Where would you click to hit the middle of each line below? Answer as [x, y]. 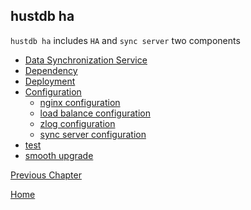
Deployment [50, 81]
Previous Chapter [46, 175]
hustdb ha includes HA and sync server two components [125, 40]
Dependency [51, 70]
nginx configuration [80, 102]
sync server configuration [93, 134]
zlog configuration [77, 123]
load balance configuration [95, 113]
